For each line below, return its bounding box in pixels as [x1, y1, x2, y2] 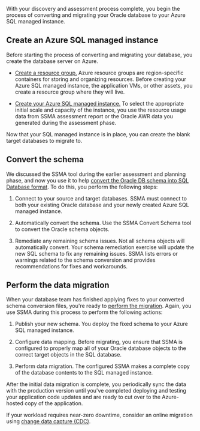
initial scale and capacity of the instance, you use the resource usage [14, 106, 187, 113]
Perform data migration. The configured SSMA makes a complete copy [14, 363, 190, 370]
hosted [6, 400, 24, 407]
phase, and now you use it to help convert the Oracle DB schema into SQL [6, 176, 189, 184]
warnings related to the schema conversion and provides [14, 256, 156, 264]
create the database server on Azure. [6, 57, 99, 65]
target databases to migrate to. [6, 137, 83, 144]
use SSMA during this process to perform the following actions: [6, 309, 163, 316]
